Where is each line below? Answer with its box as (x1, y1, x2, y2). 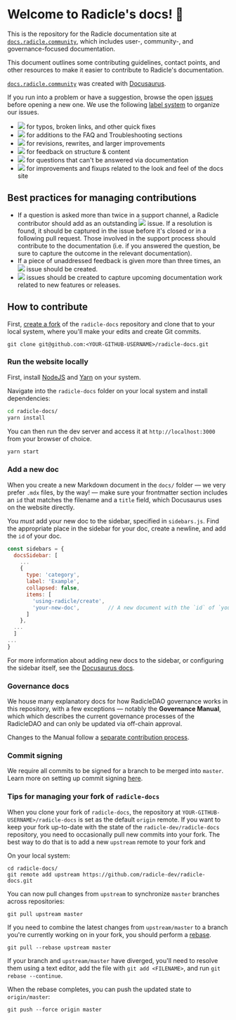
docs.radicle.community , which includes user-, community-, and (7, 37, 194, 45)
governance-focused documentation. (7, 44, 116, 53)
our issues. (7, 108, 39, 116)
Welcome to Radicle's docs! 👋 (7, 6, 184, 23)
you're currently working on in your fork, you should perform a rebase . (7, 930, 212, 938)
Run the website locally (7, 357, 89, 366)
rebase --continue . (7, 971, 63, 980)
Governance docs (7, 681, 70, 691)
